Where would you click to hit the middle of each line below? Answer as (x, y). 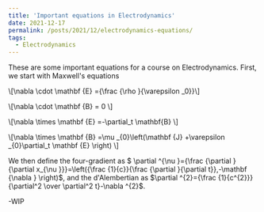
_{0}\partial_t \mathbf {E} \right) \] (63, 146)
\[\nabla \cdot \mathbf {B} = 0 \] (61, 107)
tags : (17, 38)
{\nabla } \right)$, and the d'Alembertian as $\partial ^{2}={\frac (112, 178)
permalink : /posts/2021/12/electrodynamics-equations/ (101, 30)
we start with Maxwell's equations (64, 76)
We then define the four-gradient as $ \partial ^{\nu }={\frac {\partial (120, 161)
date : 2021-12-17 (37, 23)
